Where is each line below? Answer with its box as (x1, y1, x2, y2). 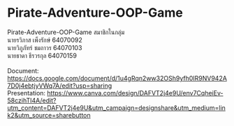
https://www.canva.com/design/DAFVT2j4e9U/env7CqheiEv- (47, 88, 224, 97)
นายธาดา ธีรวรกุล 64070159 (7, 51, 77, 60)
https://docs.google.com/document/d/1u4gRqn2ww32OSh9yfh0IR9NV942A (7, 74, 227, 82)
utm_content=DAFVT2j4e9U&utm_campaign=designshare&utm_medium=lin (7, 103, 226, 112)
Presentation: (7, 88, 46, 97)
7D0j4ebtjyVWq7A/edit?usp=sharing (7, 81, 112, 90)
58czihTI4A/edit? (7, 96, 57, 104)
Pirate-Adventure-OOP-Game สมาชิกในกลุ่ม (7, 28, 125, 36)
